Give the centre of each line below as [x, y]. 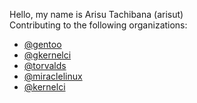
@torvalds [45, 65]
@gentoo [42, 44]
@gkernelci [47, 55]
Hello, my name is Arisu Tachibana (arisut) [96, 14]
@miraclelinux [53, 76]
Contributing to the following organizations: [98, 25]
